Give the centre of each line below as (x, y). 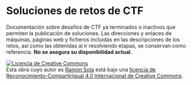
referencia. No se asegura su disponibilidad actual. (69, 52)
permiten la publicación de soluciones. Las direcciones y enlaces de (89, 33)
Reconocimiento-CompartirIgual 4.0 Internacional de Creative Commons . (95, 76)
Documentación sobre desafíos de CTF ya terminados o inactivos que (91, 27)
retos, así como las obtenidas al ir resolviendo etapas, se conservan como (96, 46)
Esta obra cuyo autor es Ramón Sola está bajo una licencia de (81, 69)
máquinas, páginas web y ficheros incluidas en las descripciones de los (93, 39)
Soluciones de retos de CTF (75, 11)
